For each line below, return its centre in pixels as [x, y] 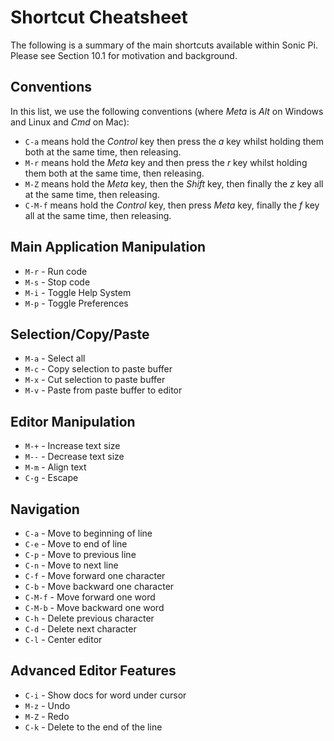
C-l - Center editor [63, 639]
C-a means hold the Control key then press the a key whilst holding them [174, 141]
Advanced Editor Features [93, 671]
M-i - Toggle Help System [78, 292]
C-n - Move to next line [71, 565]
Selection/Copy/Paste [80, 334]
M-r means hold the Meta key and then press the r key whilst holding [166, 162]
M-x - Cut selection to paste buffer [95, 380]
